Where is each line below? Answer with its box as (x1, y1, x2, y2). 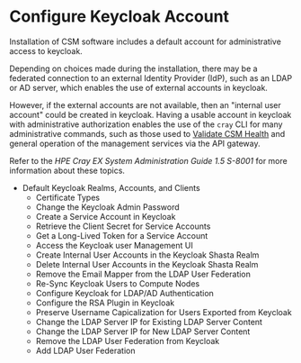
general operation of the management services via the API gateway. (9, 138, 261, 149)
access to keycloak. (9, 45, 83, 56)
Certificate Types (35, 192, 101, 203)
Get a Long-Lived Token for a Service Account (35, 230, 208, 240)
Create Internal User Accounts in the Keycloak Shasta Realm (35, 250, 260, 260)
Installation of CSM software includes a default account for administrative (9, 36, 281, 47)
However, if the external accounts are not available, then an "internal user (9, 99, 281, 110)
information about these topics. (9, 165, 126, 176)
